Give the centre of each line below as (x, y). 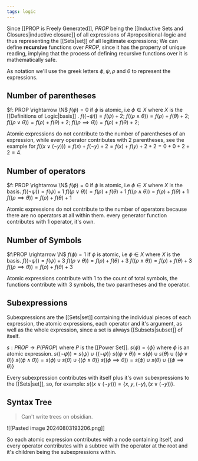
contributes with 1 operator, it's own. (51, 222)
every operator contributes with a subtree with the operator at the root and (97, 446)
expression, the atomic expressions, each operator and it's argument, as (94, 323)
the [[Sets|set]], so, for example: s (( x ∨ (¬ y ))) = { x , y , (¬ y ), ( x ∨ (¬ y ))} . (91, 384)
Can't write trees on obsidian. (57, 416)
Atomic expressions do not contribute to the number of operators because (97, 209)
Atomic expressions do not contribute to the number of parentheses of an (96, 134)
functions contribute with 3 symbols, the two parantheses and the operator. (98, 285)
